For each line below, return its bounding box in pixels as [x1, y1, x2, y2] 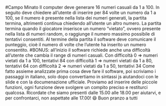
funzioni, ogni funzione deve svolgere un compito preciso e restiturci [5, 84, 148, 90]
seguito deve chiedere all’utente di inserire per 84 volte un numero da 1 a [5, 10, 156, 16]
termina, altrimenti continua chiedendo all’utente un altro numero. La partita [5, 20, 161, 26]
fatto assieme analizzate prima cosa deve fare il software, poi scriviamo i [5, 68, 156, 74]
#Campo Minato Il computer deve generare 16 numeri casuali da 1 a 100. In [5, 5, 160, 10]
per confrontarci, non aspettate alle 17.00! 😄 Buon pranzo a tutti [5, 95, 138, 101]
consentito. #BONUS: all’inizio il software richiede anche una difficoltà [5, 47, 150, 53]
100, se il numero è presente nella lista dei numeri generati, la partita [5, 15, 147, 21]
